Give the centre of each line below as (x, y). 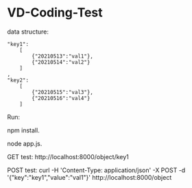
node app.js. (25, 143)
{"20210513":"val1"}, (63, 56)
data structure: (28, 32)
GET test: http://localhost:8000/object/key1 (68, 156)
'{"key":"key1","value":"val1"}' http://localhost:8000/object (89, 177)
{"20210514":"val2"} (61, 62)
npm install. (23, 130)
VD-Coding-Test (55, 13)
